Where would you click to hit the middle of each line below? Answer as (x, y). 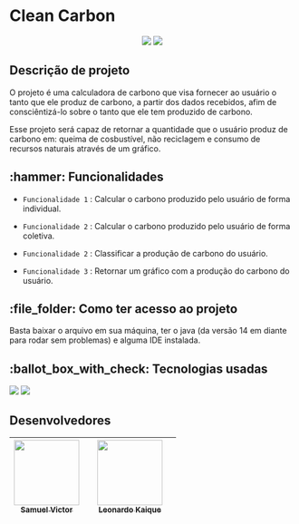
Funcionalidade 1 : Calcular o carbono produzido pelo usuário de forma (156, 199)
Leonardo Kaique (130, 510)
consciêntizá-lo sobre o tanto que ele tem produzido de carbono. (131, 112)
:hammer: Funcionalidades (87, 177)
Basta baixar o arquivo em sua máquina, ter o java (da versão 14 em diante (148, 331)
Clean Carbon (63, 16)
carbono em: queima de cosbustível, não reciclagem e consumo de (135, 139)
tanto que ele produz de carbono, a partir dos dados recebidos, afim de (143, 102)
